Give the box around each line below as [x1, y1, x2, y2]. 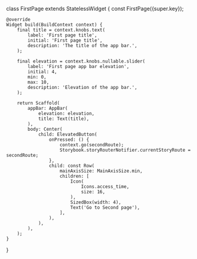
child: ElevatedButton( [38, 131, 97, 137]
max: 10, [27, 79, 50, 85]
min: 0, [27, 74, 47, 80]
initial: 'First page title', [27, 38, 103, 44]
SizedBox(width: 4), [70, 199, 121, 205]
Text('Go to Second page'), [70, 205, 140, 211]
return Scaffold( [17, 100, 60, 106]
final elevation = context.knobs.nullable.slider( [17, 58, 146, 64]
